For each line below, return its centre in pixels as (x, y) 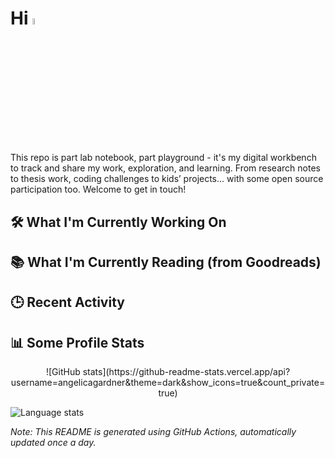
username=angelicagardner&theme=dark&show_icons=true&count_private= (168, 383)
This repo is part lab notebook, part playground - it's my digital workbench (163, 158)
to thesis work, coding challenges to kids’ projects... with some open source (167, 179)
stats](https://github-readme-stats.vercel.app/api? (186, 372)
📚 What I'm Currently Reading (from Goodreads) (166, 262)
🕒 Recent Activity (67, 302)
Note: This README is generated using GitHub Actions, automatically (153, 432)
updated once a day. (53, 443)
